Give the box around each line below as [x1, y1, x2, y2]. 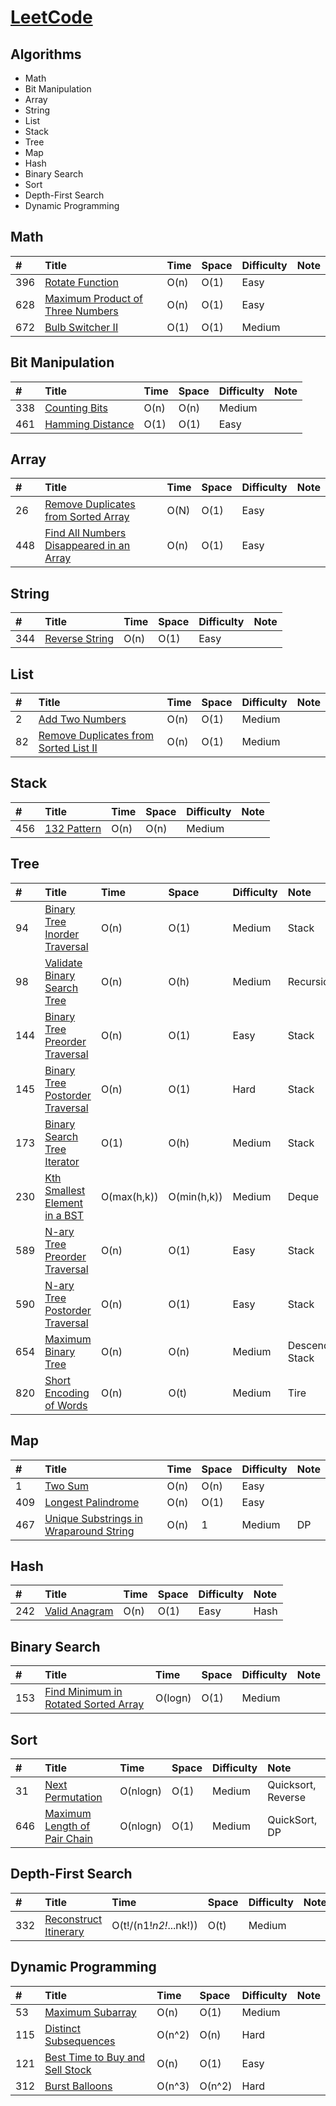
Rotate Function [44, 275, 119, 289]
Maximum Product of [44, 291, 143, 305]
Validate [44, 956, 83, 970]
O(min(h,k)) [168, 1189, 223, 1203]
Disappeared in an [44, 539, 131, 553]
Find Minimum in [44, 1685, 123, 1699]
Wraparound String [44, 1524, 135, 1538]
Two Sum [44, 1479, 89, 1493]
